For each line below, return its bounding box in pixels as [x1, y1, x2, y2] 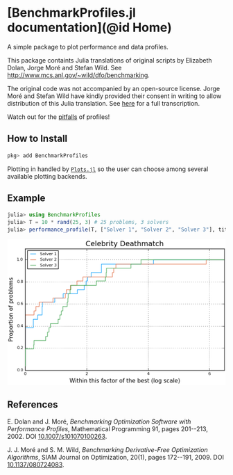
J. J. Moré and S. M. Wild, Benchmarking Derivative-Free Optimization [7, 445, 208, 453]
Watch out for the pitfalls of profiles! [7, 113, 110, 121]
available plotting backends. [7, 172, 88, 180]
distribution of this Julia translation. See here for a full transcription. [7, 99, 200, 107]
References [7, 398, 58, 411]
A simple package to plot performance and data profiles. [7, 42, 169, 51]
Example [7, 193, 46, 204]
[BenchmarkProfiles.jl [7, 5, 137, 21]
